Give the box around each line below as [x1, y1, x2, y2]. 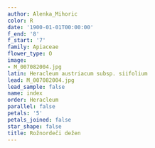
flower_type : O [7, 51, 53, 58]
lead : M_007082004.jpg [7, 76, 75, 84]
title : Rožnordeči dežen [7, 129, 81, 137]
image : [7, 57, 27, 64]
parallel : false [7, 103, 55, 110]
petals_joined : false [7, 116, 72, 123]
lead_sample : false [7, 83, 65, 90]
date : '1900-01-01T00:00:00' [7, 23, 94, 31]
